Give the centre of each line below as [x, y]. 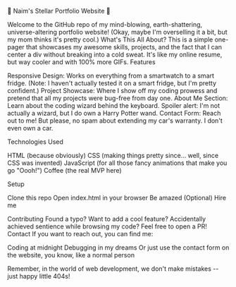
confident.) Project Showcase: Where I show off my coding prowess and [112, 91]
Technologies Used [35, 142]
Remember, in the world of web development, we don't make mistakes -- [113, 269]
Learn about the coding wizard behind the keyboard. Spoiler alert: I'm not [114, 105]
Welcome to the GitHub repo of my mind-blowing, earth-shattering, [105, 24]
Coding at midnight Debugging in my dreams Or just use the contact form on [118, 248]
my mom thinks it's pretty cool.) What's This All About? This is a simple [110, 39]
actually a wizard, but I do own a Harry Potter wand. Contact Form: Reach [114, 113]
